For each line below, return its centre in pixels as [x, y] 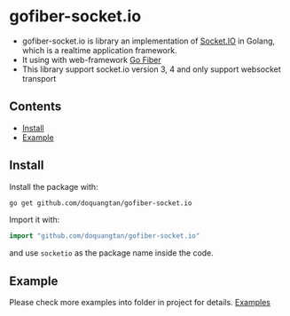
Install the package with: [54, 186]
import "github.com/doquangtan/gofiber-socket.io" [105, 236]
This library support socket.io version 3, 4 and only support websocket [151, 69]
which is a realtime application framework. [99, 50]
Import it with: [35, 220]
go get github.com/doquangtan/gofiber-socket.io [101, 203]
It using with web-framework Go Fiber [91, 59]
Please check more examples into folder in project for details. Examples [140, 303]
